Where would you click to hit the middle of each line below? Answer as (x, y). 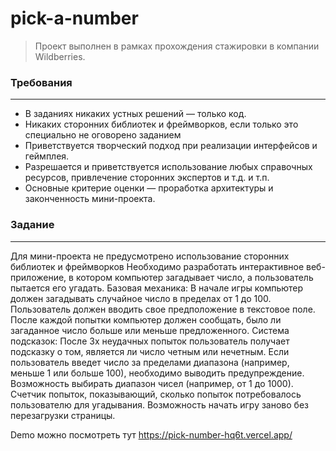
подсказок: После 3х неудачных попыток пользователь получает (150, 341)
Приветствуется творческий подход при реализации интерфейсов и (171, 146)
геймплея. (47, 156)
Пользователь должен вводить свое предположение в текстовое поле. (163, 309)
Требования (41, 82)
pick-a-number (74, 18)
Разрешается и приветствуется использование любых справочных (168, 167)
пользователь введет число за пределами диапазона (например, (150, 362)
